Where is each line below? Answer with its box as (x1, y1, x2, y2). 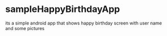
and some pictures (5, 25, 45, 31)
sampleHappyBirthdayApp (5, 3, 120, 15)
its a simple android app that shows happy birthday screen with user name (5, 20, 162, 26)
